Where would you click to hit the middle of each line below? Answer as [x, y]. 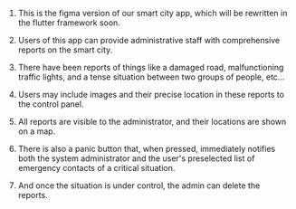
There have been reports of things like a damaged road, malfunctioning [151, 67]
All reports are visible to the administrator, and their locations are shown [152, 122]
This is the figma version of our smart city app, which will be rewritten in [153, 13]
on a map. [37, 131]
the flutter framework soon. [69, 23]
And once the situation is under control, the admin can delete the [139, 185]
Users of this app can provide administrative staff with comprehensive [149, 40]
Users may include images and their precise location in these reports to [151, 95]
